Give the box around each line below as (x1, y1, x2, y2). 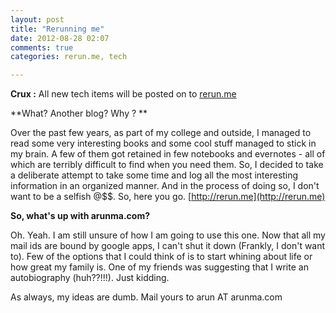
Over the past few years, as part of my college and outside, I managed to (10, 127, 312, 139)
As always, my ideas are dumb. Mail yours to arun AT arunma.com (10, 291, 283, 303)
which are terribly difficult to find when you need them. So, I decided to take (10, 159, 324, 171)
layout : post (10, 14, 65, 25)
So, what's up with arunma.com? (10, 210, 150, 222)
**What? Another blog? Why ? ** (10, 107, 148, 120)
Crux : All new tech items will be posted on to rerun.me (10, 88, 237, 100)
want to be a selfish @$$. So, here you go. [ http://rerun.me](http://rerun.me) (10, 191, 326, 203)
